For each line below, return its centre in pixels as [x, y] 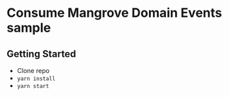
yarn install [36, 79]
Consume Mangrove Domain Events [114, 13]
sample [29, 28]
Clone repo [33, 71]
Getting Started [41, 54]
